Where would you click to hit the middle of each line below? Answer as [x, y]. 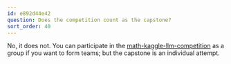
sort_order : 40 [29, 26]
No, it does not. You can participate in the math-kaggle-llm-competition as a [116, 46]
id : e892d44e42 [29, 13]
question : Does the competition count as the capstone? [89, 20]
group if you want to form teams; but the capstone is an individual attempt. [113, 53]
